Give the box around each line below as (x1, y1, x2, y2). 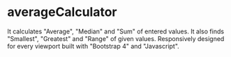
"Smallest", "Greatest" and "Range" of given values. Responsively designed (7, 34, 225, 42)
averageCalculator (7, 4, 117, 20)
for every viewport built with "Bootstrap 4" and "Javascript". (7, 42, 179, 50)
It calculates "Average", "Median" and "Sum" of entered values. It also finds (7, 27, 225, 35)
